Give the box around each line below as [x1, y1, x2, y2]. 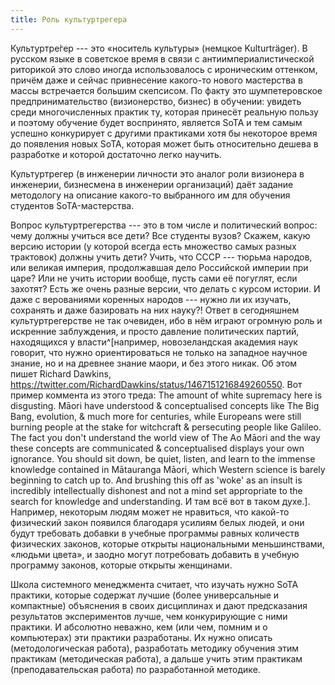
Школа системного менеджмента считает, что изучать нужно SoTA [10, 578, 299, 590]
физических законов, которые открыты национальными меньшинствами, [10, 537, 325, 550]
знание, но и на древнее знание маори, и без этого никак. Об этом [10, 357, 298, 369]
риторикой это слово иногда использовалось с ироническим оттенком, [10, 63, 318, 75]
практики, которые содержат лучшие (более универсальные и [10, 589, 280, 601]
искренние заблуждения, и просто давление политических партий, [10, 325, 300, 337]
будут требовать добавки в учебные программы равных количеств [10, 527, 300, 539]
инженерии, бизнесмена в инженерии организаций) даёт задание [10, 178, 294, 190]
